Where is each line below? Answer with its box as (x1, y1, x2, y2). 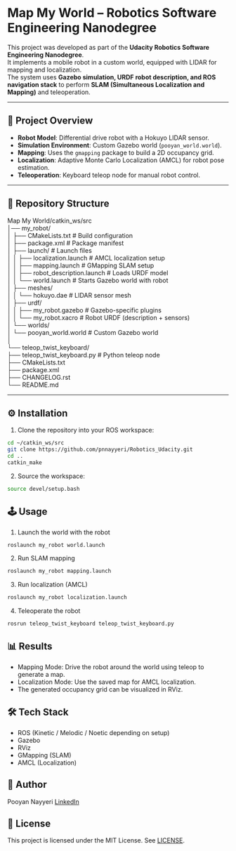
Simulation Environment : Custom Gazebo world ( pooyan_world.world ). (17, 140, 223, 149)
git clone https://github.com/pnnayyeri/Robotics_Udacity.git (7, 446, 193, 454)
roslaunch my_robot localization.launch (7, 594, 128, 601)
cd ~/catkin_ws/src (7, 440, 65, 447)
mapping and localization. (7, 65, 82, 74)
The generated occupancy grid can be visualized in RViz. (17, 685, 183, 693)
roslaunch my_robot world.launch (7, 541, 105, 548)
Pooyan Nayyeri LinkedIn (7, 797, 79, 805)
